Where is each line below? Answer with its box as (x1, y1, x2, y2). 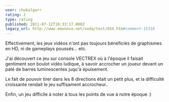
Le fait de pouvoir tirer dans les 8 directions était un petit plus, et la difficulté (5, 76, 164, 82)
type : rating (5, 17, 33, 22)
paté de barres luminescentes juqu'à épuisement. (5, 66, 109, 73)
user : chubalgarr (5, 7, 42, 13)
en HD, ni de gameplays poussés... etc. (5, 46, 87, 52)
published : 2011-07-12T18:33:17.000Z (5, 21, 85, 27)
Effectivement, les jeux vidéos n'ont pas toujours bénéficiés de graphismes (5, 40, 162, 46)
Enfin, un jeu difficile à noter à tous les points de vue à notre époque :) (5, 91, 152, 97)
